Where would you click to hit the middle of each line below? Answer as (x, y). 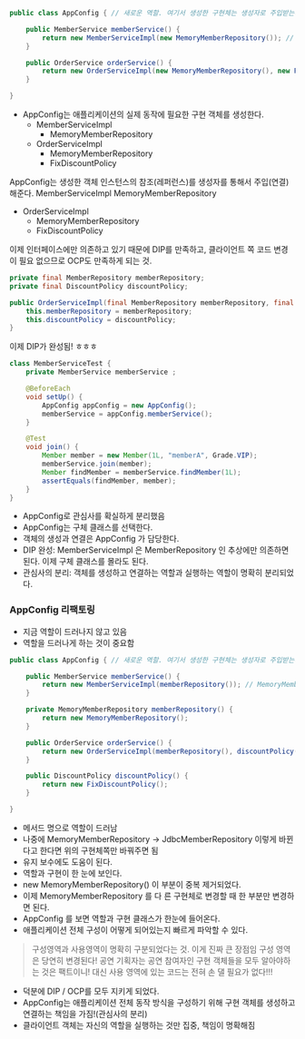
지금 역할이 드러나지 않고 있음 (74, 632)
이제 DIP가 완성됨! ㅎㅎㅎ (54, 347)
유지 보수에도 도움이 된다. (68, 861)
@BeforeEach (48, 388)
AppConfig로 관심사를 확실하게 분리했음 (93, 516)
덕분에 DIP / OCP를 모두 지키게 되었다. (91, 991)
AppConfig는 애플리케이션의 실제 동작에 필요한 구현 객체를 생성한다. (143, 114)
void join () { (52, 447)
